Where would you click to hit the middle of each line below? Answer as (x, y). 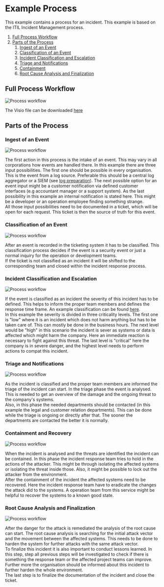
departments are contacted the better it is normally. (57, 420)
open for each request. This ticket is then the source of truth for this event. (80, 212)
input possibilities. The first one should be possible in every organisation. (79, 170)
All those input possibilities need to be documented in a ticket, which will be (82, 207)
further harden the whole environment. (44, 570)
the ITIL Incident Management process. (45, 27)
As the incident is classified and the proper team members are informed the (81, 384)
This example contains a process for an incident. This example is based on (80, 22)
